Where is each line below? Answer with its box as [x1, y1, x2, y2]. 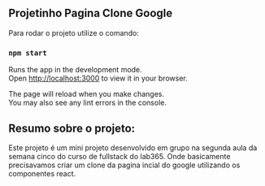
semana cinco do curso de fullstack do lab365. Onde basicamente [8, 151, 231, 161]
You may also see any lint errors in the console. [8, 97, 167, 108]
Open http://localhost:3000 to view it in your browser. [8, 73, 189, 84]
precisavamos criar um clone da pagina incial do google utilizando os [8, 160, 241, 170]
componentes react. [8, 168, 76, 178]
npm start [8, 48, 47, 58]
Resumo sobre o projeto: [8, 121, 136, 135]
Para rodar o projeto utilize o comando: [8, 28, 140, 37]
